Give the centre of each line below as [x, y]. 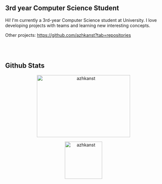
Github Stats [25, 66]
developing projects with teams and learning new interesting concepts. [78, 25]
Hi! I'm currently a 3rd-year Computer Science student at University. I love [81, 20]
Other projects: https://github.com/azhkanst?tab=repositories [68, 35]
